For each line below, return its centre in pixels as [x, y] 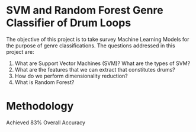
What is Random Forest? [44, 82]
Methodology [40, 106]
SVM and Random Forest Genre [85, 10]
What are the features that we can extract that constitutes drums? [95, 69]
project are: [20, 51]
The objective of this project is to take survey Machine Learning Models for [98, 39]
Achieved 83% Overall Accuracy [46, 123]
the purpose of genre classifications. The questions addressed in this [91, 46]
